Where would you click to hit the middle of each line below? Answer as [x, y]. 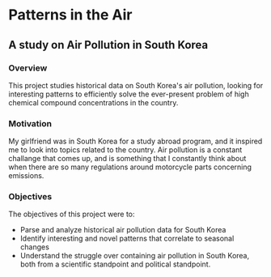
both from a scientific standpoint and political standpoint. [115, 264]
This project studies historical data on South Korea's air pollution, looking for [136, 85]
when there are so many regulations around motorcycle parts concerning [130, 167]
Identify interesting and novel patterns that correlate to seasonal [127, 239]
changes [35, 247]
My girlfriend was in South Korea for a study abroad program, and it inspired [135, 141]
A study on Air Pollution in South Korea [108, 45]
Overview [28, 68]
